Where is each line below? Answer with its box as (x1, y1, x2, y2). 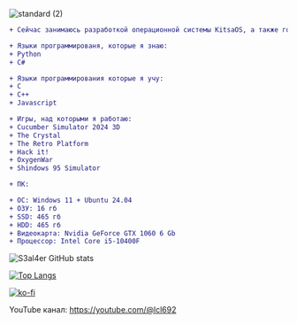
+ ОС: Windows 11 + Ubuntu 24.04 (9, 196, 133, 204)
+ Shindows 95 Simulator (9, 164, 101, 173)
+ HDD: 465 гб (9, 220, 62, 229)
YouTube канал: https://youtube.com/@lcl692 (9, 305, 177, 315)
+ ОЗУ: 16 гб (9, 204, 57, 212)
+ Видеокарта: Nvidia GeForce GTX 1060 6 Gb (9, 228, 176, 238)
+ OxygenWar (9, 156, 53, 165)
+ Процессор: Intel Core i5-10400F (9, 237, 141, 246)
